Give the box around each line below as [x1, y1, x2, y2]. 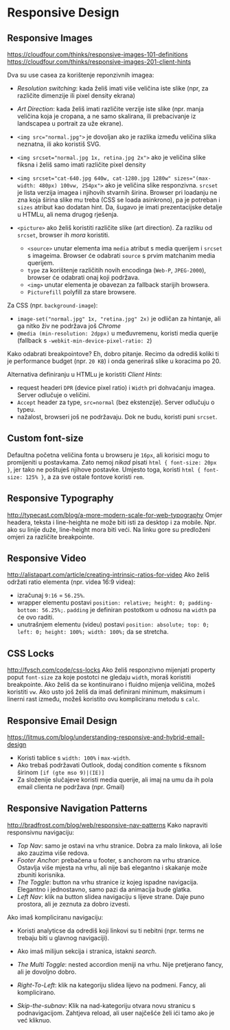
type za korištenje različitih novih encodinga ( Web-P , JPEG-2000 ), [27, 266, 207, 274]
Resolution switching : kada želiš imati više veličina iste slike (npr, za [16, 84, 209, 92]
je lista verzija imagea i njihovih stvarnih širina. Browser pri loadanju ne [16, 189, 218, 196]
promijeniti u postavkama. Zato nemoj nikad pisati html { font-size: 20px [7, 458, 217, 466]
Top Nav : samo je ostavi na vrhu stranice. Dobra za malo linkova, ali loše [16, 841, 222, 850]
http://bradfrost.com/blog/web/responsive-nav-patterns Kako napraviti [7, 821, 208, 829]
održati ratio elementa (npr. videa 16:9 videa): [7, 578, 136, 586]
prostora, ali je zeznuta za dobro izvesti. [16, 900, 130, 908]
